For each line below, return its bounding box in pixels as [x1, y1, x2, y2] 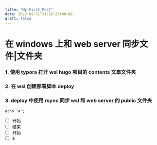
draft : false [5, 16, 32, 21]
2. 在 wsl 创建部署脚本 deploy [5, 83, 74, 90]
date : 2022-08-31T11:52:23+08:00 [5, 12, 73, 16]
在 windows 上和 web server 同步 [5, 38, 140, 49]
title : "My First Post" [5, 7, 53, 12]
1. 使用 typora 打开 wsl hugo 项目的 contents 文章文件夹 [5, 69, 136, 75]
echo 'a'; [5, 108, 25, 114]
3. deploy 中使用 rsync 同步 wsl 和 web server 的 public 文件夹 [5, 97, 152, 104]
